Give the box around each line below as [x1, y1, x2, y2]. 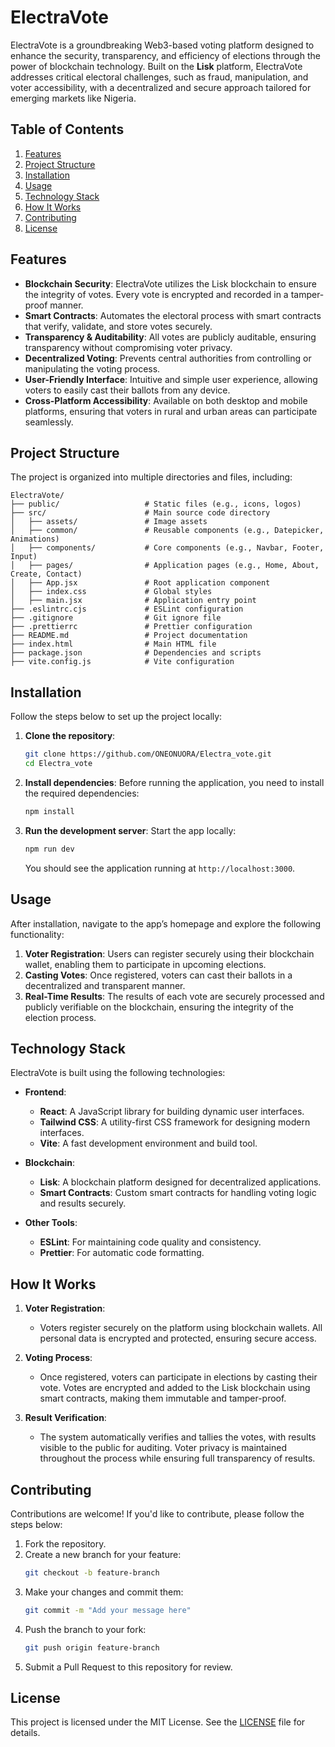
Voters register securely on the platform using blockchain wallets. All [39, 1322, 323, 1334]
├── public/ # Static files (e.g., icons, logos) [10, 499, 302, 510]
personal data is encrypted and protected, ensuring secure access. [39, 1332, 317, 1345]
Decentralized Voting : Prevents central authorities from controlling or [24, 352, 312, 364]
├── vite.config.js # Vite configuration [10, 657, 235, 667]
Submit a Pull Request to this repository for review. [24, 1661, 233, 1673]
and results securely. [39, 1197, 127, 1210]
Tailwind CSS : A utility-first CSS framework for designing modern [39, 1116, 311, 1128]
